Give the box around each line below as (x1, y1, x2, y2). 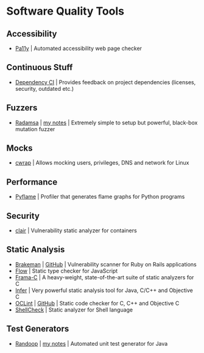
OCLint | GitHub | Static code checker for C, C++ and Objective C (15, 299, 180, 307)
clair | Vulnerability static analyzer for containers (15, 227, 137, 234)
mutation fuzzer (15, 125, 55, 132)
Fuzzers (6, 102, 38, 113)
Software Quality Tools (6, 4, 125, 18)
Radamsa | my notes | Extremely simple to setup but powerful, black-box (15, 119, 198, 126)
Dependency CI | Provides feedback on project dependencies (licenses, (15, 78, 196, 86)
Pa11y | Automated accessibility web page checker (15, 45, 142, 52)
